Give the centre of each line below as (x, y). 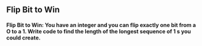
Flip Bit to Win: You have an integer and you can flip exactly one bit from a (101, 25)
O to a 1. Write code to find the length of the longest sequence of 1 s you (99, 31)
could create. (23, 38)
